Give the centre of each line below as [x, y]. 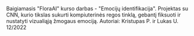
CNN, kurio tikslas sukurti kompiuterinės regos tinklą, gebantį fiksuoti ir [93, 15]
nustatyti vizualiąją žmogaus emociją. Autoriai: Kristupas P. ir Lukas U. [93, 21]
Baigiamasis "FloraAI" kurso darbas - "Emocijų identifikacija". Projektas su [97, 9]
